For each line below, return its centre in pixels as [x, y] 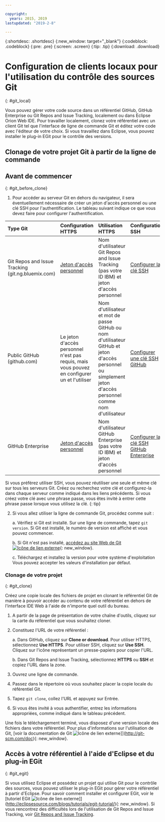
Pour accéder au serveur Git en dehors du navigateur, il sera [73, 197]
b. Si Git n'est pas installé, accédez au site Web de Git [67, 543]
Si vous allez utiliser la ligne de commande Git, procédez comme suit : [83, 513]
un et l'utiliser [76, 380]
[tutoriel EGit [18, 798]
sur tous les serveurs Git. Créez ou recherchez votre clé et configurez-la [78, 488]
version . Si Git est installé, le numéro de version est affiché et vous [80, 528]
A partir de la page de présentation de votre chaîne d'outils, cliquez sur [84, 615]
